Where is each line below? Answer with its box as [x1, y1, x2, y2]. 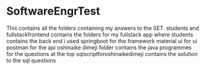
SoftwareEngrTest [6, 4, 100, 18]
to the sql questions [6, 57, 56, 64]
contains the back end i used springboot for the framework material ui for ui [6, 37, 198, 44]
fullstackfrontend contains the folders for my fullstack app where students [6, 30, 194, 38]
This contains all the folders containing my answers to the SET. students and [6, 24, 199, 32]
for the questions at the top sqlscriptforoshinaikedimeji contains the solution [6, 50, 198, 57]
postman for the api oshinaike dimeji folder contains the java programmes [6, 44, 192, 51]
